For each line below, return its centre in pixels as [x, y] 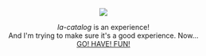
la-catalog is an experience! [103, 27]
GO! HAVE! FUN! [103, 44]
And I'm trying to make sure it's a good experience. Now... [103, 35]
